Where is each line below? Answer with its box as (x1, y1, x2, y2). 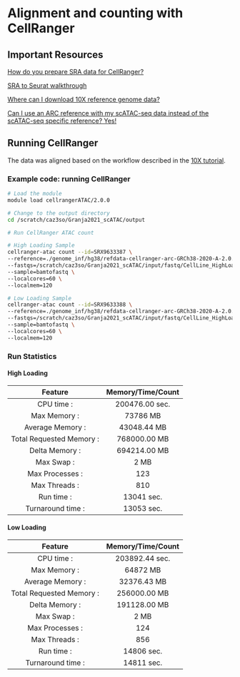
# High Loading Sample (7, 242, 75, 249)
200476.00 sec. (115, 399, 171, 409)
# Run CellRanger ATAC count (7, 229, 94, 236)
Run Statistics (7, 351, 57, 361)
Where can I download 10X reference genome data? (7, 95, 161, 103)
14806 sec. (123, 646, 163, 656)
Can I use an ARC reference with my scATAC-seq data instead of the (7, 109, 209, 117)
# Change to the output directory (7, 209, 111, 217)
